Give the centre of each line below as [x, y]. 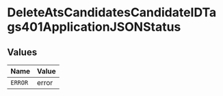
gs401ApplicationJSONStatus [94, 27]
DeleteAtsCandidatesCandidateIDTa [112, 13]
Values [22, 52]
